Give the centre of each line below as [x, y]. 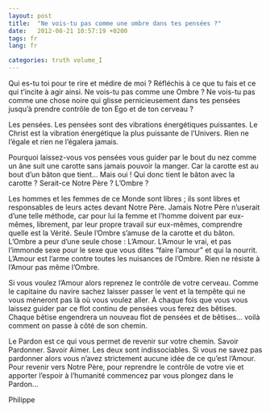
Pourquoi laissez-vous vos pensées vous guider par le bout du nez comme [133, 157]
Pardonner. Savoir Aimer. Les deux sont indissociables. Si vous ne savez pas [135, 350]
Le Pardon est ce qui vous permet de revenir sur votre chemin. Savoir [124, 341]
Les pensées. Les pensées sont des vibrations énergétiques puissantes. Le [133, 125]
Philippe [22, 400]
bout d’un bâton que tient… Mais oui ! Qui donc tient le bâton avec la [122, 175]
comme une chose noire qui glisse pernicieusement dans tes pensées [125, 100]
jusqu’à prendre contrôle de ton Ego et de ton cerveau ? [101, 109]
